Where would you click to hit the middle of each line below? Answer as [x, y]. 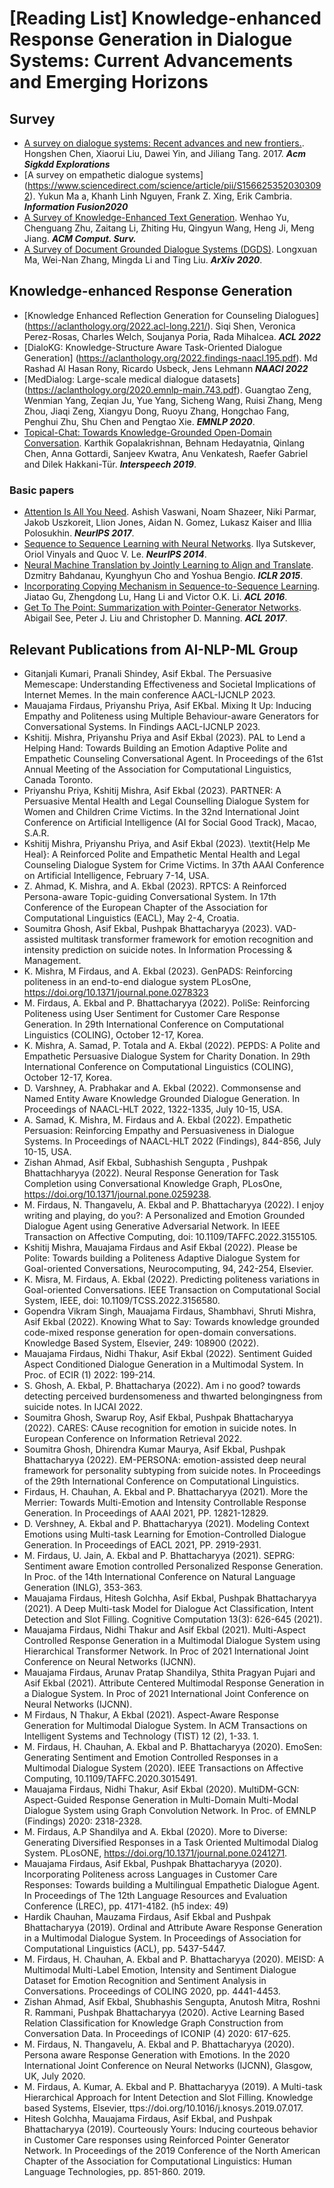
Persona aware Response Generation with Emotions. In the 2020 [157, 2054]
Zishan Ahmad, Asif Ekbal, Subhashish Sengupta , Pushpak [145, 1162]
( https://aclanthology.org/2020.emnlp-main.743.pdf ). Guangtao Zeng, [167, 389]
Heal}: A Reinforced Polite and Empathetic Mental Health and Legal [162, 854]
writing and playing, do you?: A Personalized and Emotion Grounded [164, 1215]
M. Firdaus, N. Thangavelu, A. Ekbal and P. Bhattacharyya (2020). [159, 2044]
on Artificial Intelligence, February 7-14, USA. [116, 875]
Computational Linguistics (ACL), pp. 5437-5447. [124, 1948]
